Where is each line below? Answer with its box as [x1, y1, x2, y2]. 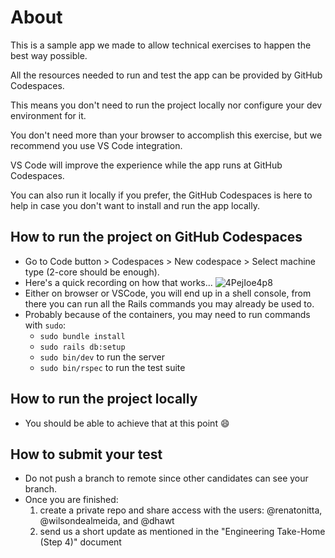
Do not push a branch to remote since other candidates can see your [24, 472, 309, 485]
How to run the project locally [10, 391, 198, 408]
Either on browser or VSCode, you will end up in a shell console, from [24, 287, 312, 299]
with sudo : [24, 319, 67, 331]
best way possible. [10, 49, 88, 61]
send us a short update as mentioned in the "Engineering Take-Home [39, 526, 326, 538]
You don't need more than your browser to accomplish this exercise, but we [10, 129, 323, 141]
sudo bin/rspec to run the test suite [39, 361, 186, 373]
